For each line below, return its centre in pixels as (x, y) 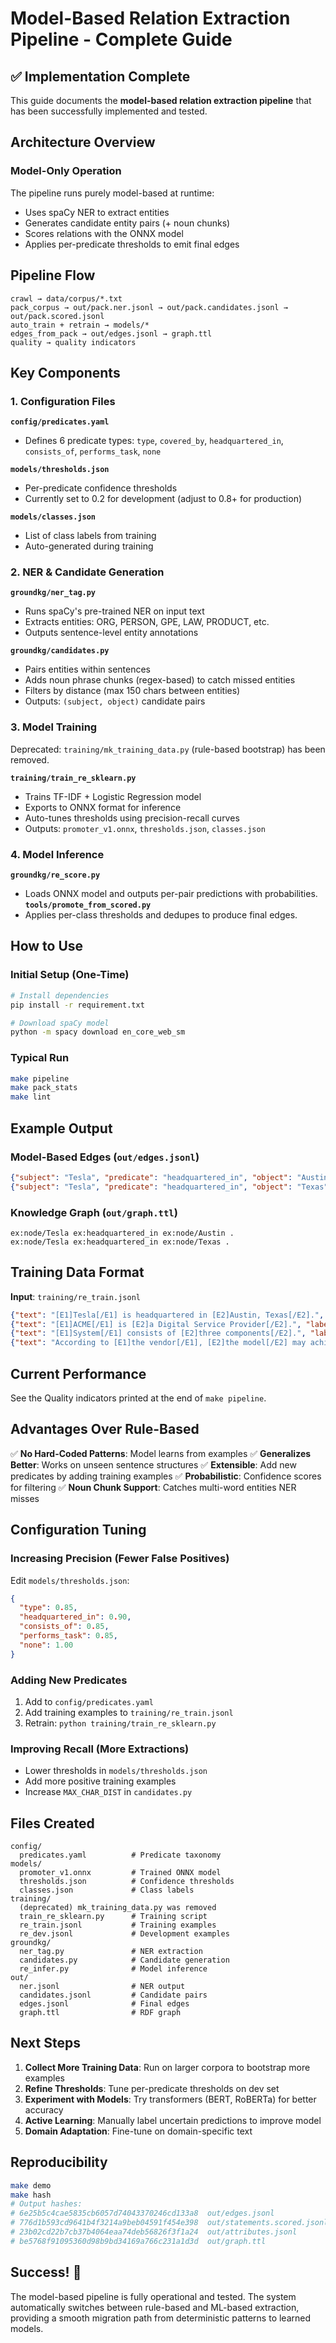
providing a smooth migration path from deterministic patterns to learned (161, 2318)
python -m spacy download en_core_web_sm (98, 1032)
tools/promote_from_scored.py (88, 905)
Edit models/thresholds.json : (70, 1580)
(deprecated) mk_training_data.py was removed (118, 1908)
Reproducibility (59, 2162)
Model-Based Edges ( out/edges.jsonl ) (105, 1157)
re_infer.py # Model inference (113, 1969)
